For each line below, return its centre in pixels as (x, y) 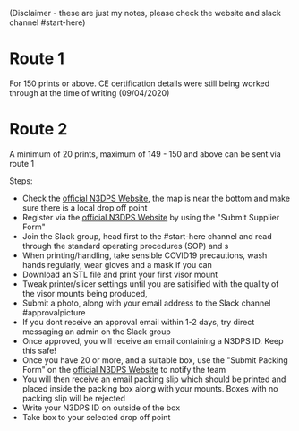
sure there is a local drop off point (85, 207)
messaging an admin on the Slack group (97, 332)
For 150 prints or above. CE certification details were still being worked (140, 83)
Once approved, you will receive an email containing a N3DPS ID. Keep (153, 340)
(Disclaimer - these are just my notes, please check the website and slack (145, 13)
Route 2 (38, 129)
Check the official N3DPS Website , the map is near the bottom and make (156, 198)
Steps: (21, 181)
